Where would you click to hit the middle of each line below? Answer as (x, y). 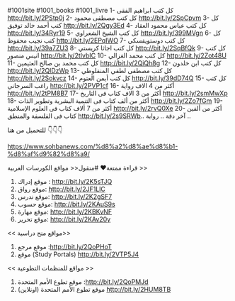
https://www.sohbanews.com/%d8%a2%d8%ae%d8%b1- (93, 146)
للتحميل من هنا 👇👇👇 (35, 130)
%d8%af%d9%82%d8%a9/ (49, 154)
